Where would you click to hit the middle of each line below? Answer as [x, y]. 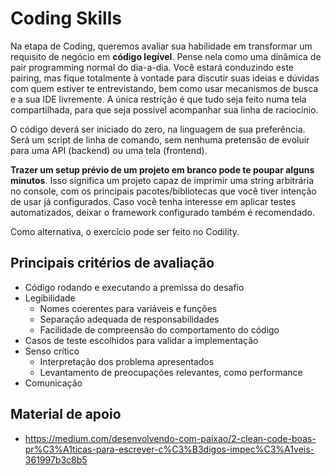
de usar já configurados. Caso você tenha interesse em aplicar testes [153, 201]
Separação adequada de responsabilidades [129, 319]
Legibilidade [50, 298]
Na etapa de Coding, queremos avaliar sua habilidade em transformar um [161, 46]
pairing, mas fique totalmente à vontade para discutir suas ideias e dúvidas [165, 78]
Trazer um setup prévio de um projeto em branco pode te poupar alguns [162, 169]
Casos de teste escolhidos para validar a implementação [141, 340]
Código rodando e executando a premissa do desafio [134, 287]
